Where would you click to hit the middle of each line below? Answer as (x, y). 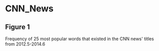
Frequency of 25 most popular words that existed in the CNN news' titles (79, 39)
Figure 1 (17, 27)
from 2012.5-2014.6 (25, 44)
